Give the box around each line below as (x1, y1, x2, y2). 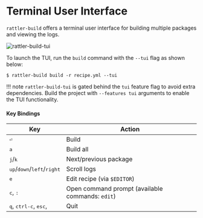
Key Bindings (6, 110, 40, 117)
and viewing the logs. (6, 30, 60, 38)
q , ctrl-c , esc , (9, 202, 47, 210)
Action (120, 125, 140, 134)
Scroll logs (66, 165, 97, 173)
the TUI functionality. (6, 96, 59, 103)
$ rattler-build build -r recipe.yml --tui (6, 72, 118, 78)
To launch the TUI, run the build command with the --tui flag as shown (6, 54, 185, 61)
